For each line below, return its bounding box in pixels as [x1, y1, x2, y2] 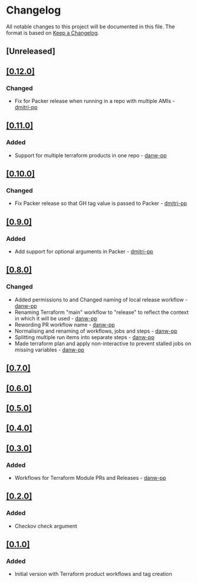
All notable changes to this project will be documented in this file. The [6, 23, 175, 30]
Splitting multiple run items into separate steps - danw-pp [14, 333, 155, 340]
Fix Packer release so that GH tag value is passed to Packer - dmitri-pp [14, 200, 187, 207]
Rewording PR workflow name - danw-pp [14, 321, 115, 328]
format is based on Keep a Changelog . [6, 29, 99, 36]
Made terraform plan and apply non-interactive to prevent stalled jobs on [14, 340, 191, 347]
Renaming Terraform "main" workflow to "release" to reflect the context [14, 309, 189, 316]
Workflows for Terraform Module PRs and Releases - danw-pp [14, 475, 166, 482]
